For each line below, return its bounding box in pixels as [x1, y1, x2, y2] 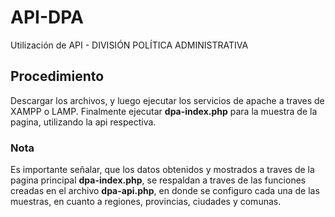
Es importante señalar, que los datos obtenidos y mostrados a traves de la [10, 164, 315, 176]
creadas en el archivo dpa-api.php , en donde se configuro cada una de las [10, 185, 320, 197]
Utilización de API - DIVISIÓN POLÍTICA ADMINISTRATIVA [10, 39, 249, 51]
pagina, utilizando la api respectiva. [10, 116, 157, 128]
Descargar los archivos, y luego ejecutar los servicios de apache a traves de [10, 94, 325, 106]
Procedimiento [10, 68, 105, 85]
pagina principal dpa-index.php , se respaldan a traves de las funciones [10, 174, 307, 186]
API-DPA [10, 6, 84, 29]
